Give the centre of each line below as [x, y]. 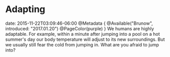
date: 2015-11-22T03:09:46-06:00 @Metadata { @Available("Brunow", [79, 23]
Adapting [25, 9]
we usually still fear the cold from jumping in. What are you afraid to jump [82, 44]
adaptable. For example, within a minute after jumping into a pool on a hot [82, 34]
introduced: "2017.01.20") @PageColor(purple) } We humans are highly [80, 28]
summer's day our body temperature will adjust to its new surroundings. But [85, 39]
